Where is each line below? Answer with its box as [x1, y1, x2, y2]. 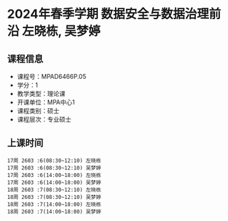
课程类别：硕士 [16, 107, 60, 115]
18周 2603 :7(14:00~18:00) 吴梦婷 [7, 208, 101, 215]
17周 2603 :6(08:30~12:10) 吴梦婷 [7, 164, 101, 172]
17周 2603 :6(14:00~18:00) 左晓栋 [7, 172, 101, 178]
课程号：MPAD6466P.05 [16, 73, 87, 80]
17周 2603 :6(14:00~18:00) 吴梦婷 [7, 179, 101, 186]
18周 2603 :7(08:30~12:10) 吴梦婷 [7, 194, 101, 200]
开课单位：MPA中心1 [16, 98, 75, 106]
